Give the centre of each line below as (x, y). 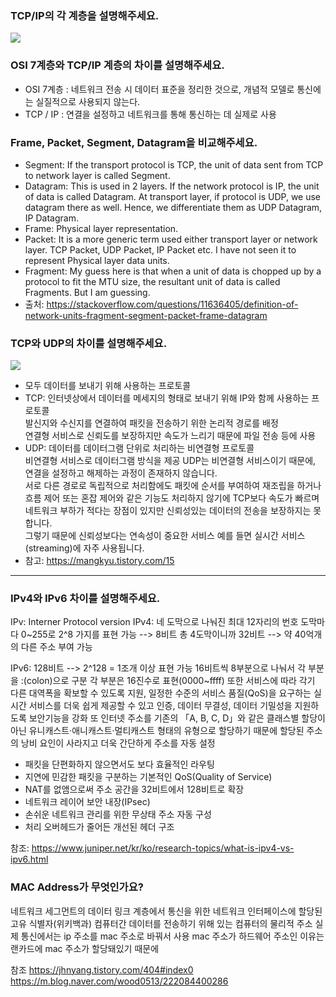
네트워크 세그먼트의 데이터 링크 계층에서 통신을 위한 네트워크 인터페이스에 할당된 (166, 911)
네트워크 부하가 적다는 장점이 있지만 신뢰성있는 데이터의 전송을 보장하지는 (168, 511)
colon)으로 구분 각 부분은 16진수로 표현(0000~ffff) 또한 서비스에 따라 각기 (171, 681)
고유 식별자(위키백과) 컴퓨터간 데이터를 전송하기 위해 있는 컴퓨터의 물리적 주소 (161, 923)
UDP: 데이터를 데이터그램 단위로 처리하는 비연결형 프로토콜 (139, 448)
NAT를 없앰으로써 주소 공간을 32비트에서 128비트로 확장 (134, 789)
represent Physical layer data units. (97, 260)
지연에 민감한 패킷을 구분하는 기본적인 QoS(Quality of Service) (148, 777)
